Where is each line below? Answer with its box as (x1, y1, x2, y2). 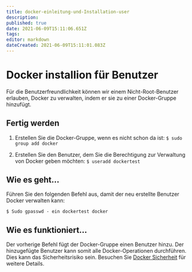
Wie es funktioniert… (6, 225, 88, 235)
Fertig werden (6, 118, 60, 128)
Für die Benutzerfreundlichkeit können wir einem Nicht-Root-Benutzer (6, 88, 179, 95)
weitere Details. (6, 260, 45, 267)
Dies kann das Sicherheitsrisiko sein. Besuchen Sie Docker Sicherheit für (6, 253, 186, 261)
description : (6, 14, 39, 20)
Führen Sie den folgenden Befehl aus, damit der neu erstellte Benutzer (6, 190, 179, 198)
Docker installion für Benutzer (6, 68, 159, 82)
